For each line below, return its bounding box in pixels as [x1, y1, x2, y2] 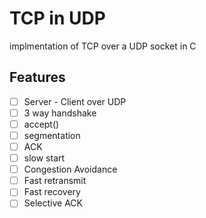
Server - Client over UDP [23, 95, 127, 107]
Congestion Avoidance [23, 163, 118, 176]
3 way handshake [23, 107, 97, 119]
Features [9, 69, 66, 86]
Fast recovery [23, 186, 81, 198]
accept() [23, 118, 60, 130]
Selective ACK [23, 197, 83, 209]
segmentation [23, 129, 81, 141]
